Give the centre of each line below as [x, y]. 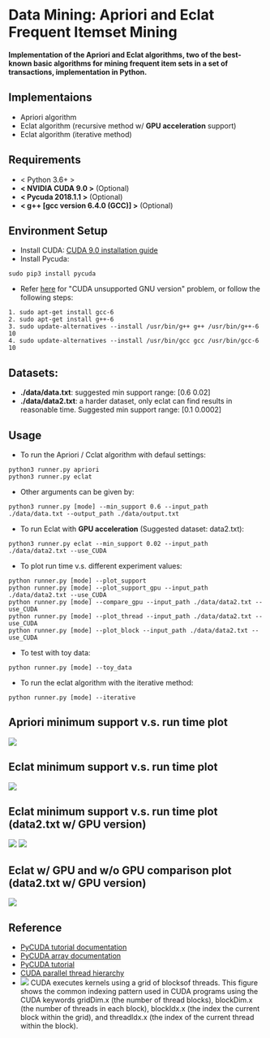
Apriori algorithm [48, 117]
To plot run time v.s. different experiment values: [101, 566]
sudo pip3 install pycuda [52, 274]
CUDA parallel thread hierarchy [72, 973]
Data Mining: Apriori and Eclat [111, 15]
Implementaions [50, 98]
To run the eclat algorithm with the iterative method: [107, 683]
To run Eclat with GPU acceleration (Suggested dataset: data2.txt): [132, 529]
